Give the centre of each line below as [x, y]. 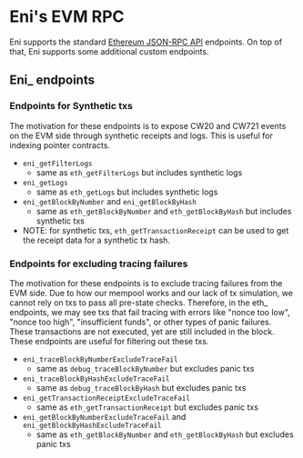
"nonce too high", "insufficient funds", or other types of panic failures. [141, 322]
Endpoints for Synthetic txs [71, 106]
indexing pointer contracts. [60, 145]
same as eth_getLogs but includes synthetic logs [127, 192]
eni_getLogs [45, 183]
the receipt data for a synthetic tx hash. [96, 240]
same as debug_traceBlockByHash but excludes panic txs [141, 387]
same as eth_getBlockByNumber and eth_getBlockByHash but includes [164, 211]
